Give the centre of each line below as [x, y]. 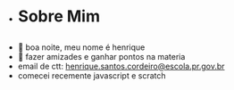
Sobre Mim [59, 16]
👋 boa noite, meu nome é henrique [81, 47]
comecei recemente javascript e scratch [92, 75]
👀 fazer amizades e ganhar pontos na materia [101, 56]
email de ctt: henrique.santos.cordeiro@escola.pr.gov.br [121, 66]
